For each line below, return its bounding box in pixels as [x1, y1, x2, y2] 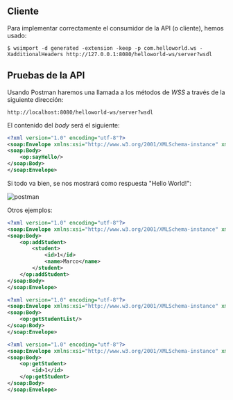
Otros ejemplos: [7, 206, 53, 214]
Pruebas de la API [7, 69, 85, 82]
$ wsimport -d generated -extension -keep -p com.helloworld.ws [7, 44, 197, 51]
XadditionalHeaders [7, 51, 64, 58]
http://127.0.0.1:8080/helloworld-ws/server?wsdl [66, 51, 213, 58]
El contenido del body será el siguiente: [7, 121, 120, 129]
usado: [7, 31, 27, 40]
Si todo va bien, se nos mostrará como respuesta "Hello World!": [7, 179, 192, 187]
